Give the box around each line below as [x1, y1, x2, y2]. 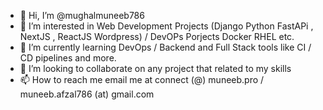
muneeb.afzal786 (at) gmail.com [19, 88, 155, 100]
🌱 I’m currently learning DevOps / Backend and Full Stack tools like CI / [19, 41, 312, 53]
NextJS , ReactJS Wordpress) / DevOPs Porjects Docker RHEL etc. [19, 31, 295, 42]
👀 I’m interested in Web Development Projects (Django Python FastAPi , [19, 20, 314, 32]
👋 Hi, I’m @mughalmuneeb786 [19, 10, 145, 21]
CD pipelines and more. [19, 52, 117, 64]
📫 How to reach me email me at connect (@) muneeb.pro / [19, 74, 265, 85]
